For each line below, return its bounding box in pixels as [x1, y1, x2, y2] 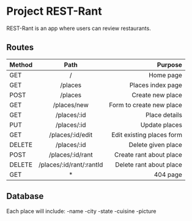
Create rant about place [114, 150, 182, 159]
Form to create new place [109, 100, 182, 109]
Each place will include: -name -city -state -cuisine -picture [6, 207, 157, 215]
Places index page [129, 81, 182, 89]
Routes [6, 42, 34, 53]
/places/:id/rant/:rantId [39, 160, 103, 169]
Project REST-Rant [6, 4, 102, 18]
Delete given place [128, 140, 182, 149]
